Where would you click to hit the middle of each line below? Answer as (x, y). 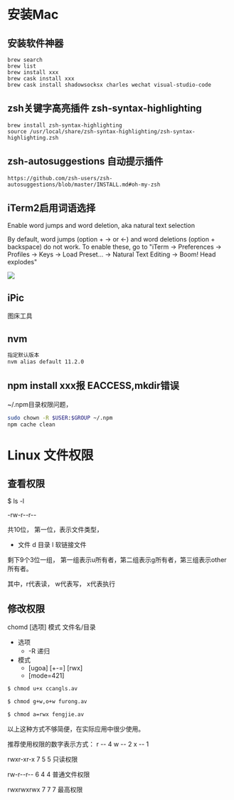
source (17, 131)
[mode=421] (46, 676)
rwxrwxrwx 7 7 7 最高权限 (45, 789)
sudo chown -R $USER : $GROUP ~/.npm (60, 417)
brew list (22, 66)
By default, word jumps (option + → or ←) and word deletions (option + (111, 239)
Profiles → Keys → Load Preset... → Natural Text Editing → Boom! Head (112, 254)
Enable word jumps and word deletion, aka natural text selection (101, 226)
